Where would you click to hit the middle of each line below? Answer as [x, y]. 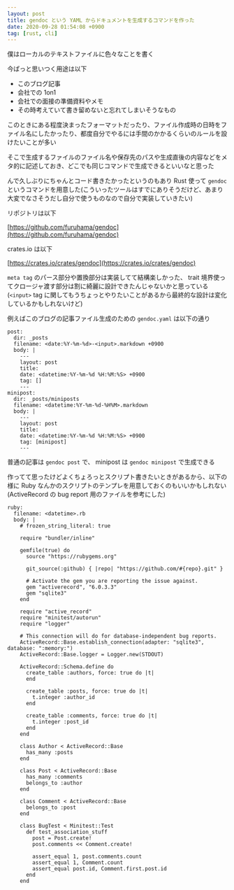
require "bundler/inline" [58, 538]
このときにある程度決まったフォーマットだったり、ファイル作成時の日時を [114, 125]
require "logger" [45, 624]
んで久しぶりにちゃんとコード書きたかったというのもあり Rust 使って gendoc [117, 181]
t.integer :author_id [64, 698]
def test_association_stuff [67, 832]
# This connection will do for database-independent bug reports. [118, 636]
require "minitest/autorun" [60, 618]
